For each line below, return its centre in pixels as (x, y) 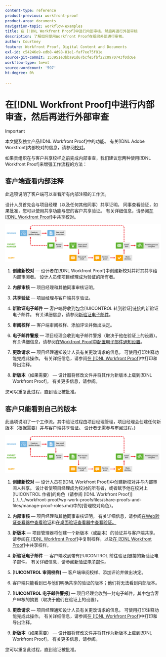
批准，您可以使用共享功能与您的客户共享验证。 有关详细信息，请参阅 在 (81, 210)
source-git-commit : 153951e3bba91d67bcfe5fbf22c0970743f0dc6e (70, 57)
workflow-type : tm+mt (27, 62)
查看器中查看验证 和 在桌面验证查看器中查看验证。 (66, 522)
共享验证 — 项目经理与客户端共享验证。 (52, 298)
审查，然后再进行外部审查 (57, 117)
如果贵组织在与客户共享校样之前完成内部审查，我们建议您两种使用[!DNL (78, 158)
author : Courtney (23, 42)
